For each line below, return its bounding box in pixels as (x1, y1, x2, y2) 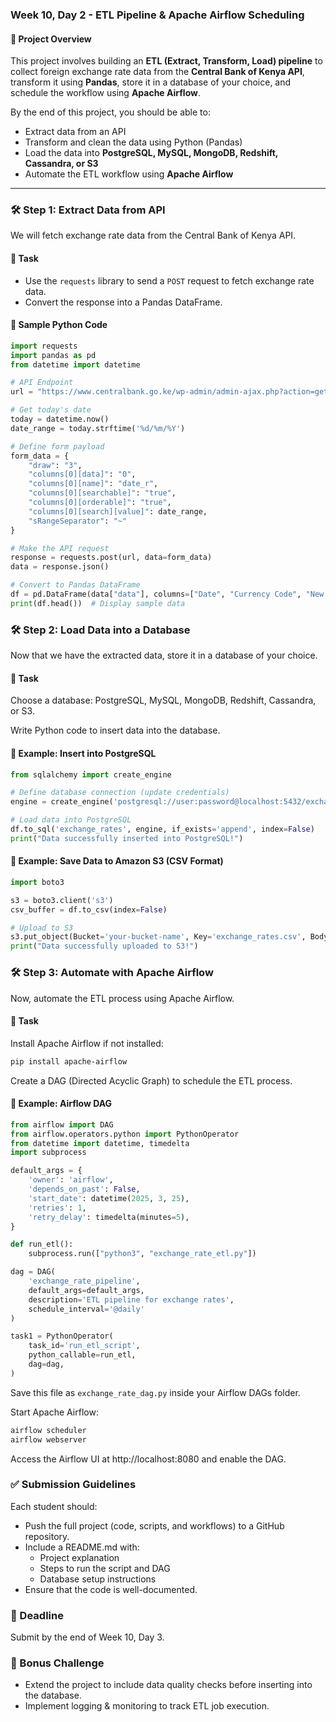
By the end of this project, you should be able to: (10, 106, 211, 118)
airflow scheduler (10, 1425, 87, 1435)
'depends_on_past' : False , (28, 1184, 141, 1195)
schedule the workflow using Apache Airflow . (10, 87, 201, 99)
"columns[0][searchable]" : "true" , (28, 488, 177, 498)
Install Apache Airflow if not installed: (10, 1037, 164, 1049)
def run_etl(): (10, 1239, 74, 1250)
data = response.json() (10, 562, 110, 572)
